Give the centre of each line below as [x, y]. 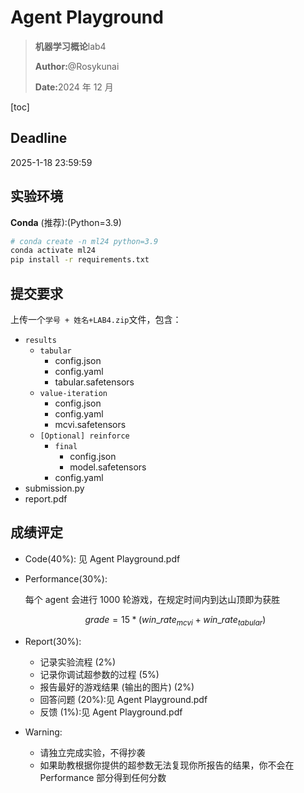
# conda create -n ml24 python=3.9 [84, 241]
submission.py [54, 488]
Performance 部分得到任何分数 [103, 777]
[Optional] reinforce [84, 436]
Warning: [43, 732]
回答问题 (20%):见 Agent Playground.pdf [123, 699]
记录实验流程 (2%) [78, 662]
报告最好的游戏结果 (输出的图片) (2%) [117, 687]
